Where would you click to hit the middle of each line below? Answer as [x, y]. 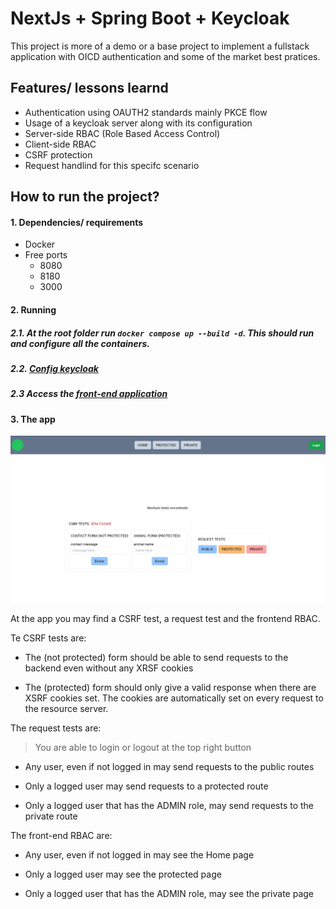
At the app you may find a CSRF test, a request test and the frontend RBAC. [165, 618]
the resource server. [66, 708]
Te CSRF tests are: [48, 638]
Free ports [46, 255]
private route [51, 816]
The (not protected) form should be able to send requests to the [156, 657]
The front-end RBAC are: [61, 835]
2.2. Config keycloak [54, 368]
